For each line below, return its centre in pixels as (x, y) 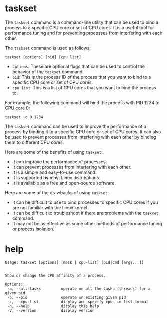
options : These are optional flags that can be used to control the (79, 66)
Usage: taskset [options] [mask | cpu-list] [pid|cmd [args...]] (74, 262)
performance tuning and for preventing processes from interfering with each (84, 33)
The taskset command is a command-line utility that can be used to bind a (82, 22)
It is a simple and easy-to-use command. (54, 172)
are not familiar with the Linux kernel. (50, 207)
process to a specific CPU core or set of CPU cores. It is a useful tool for (80, 27)
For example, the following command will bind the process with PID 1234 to (82, 102)
